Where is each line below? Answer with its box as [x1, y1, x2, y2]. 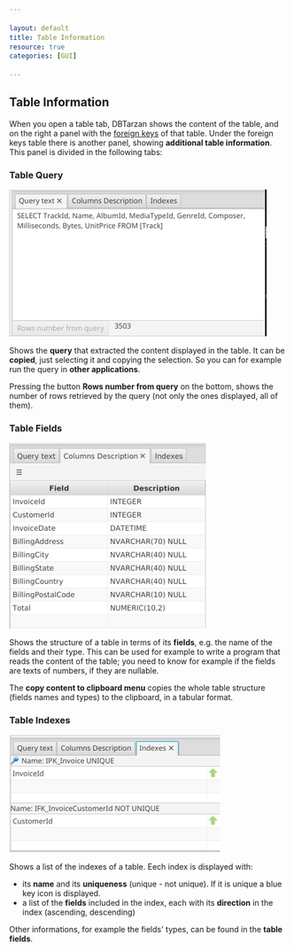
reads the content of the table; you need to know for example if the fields [9, 656, 276, 666]
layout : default [9, 23, 69, 33]
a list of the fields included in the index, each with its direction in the [21, 897, 274, 908]
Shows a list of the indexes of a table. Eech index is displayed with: [9, 861, 254, 872]
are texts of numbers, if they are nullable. [9, 666, 159, 676]
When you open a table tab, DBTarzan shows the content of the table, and [9, 118, 279, 129]
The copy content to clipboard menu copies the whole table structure [9, 682, 266, 693]
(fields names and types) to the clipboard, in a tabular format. [9, 692, 233, 703]
